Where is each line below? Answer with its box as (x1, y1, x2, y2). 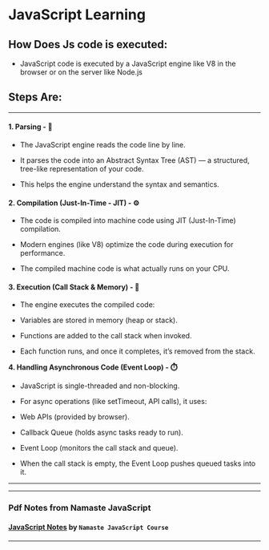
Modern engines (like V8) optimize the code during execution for (19, 240, 234, 249)
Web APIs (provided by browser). (19, 412, 130, 422)
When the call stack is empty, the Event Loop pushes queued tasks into (19, 459, 256, 468)
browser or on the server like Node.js (19, 67, 143, 77)
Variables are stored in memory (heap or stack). (19, 315, 179, 326)
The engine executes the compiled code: (19, 300, 155, 309)
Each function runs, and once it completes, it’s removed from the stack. (19, 346, 255, 356)
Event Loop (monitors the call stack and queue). (19, 443, 179, 453)
